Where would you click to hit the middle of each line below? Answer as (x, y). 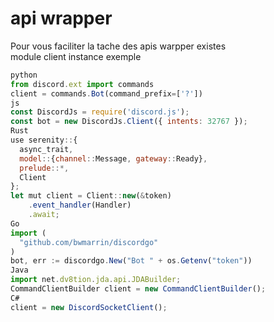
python (24, 75)
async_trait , (46, 149)
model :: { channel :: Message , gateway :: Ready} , (113, 158)
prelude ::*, (44, 168)
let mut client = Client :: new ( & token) (91, 196)
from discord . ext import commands (82, 84)
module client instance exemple (76, 56)
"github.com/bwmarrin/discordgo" (89, 242)
